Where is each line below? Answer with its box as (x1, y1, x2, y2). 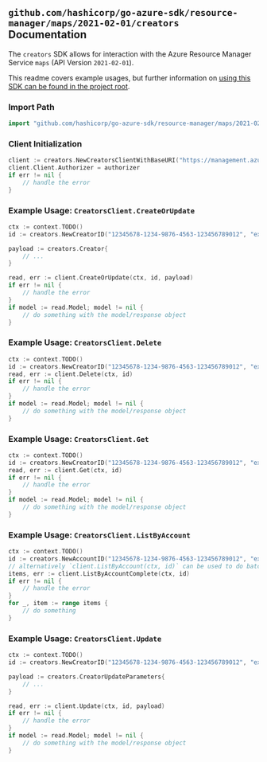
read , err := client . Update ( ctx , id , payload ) (8, 701, 165, 710)
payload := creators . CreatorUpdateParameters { (8, 673, 165, 681)
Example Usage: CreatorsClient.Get (8, 433, 149, 444)
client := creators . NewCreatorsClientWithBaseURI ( (8, 156, 180, 165)
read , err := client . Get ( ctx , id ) (8, 466, 123, 474)
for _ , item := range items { (8, 600, 109, 608)
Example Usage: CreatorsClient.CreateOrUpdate (8, 205, 195, 216)
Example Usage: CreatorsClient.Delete (8, 337, 162, 348)
